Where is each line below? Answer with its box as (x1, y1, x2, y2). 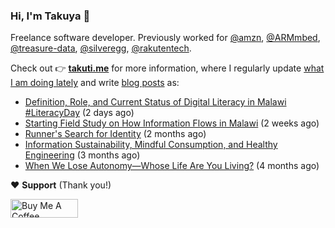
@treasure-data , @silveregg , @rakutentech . (10, 42, 192, 54)
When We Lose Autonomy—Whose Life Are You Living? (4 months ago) (24, 160, 320, 172)
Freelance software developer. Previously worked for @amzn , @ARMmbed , (10, 32, 321, 44)
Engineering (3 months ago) (24, 149, 141, 161)
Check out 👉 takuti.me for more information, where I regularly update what (10, 62, 325, 74)
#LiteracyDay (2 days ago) (24, 107, 135, 119)
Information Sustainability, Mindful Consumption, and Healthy (24, 139, 278, 151)
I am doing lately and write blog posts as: (10, 77, 180, 89)
